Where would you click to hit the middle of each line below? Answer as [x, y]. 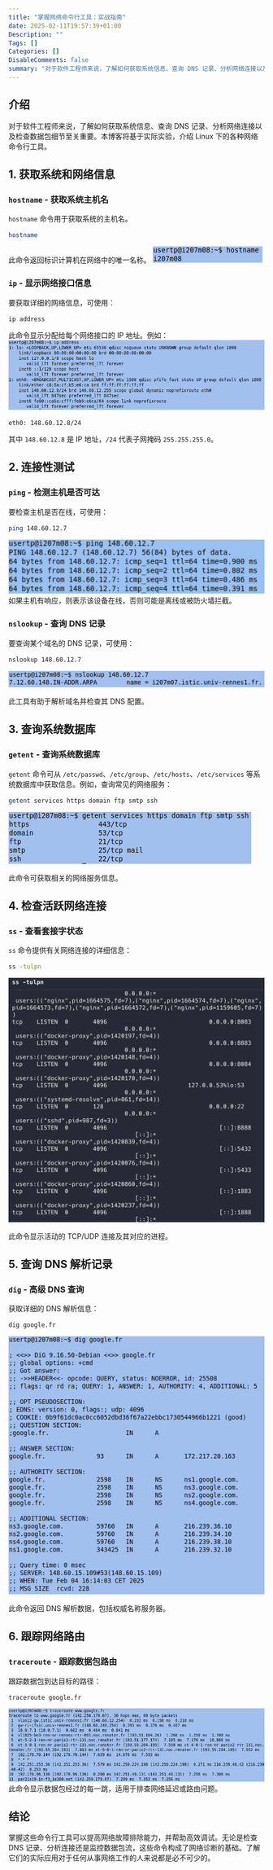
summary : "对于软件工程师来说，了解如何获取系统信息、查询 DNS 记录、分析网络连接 [132, 69]
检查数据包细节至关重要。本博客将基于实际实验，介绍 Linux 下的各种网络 [136, 136]
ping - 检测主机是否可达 [54, 493]
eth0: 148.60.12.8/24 [45, 424]
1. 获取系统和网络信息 [62, 175]
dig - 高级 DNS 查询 [46, 1289]
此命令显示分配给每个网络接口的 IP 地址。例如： [89, 336]
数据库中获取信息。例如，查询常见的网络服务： [93, 784]
